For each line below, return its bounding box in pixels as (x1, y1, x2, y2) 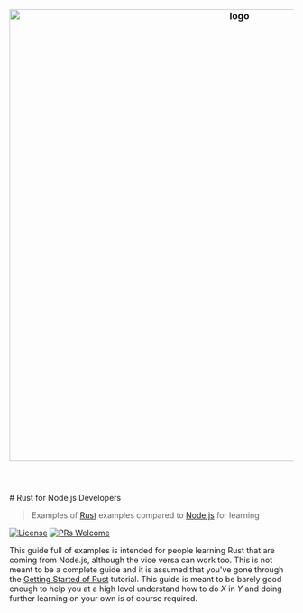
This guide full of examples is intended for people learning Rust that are (9, 545, 275, 556)
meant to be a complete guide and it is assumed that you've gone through (9, 564, 284, 575)
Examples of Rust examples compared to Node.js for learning (31, 510, 260, 521)
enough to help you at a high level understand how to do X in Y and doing (9, 583, 282, 594)
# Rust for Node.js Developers (9, 493, 122, 504)
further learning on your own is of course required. (9, 593, 198, 604)
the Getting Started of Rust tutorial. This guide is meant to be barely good (9, 574, 282, 585)
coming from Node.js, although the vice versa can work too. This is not (9, 554, 273, 566)
